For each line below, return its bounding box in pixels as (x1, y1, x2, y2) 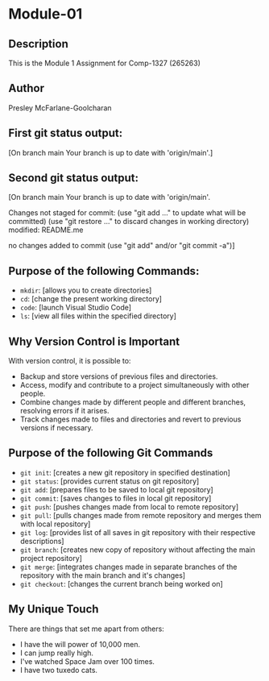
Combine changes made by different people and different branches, (19, 397, 246, 407)
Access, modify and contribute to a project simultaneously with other (19, 380, 250, 390)
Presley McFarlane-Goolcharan (8, 102, 112, 113)
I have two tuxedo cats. (19, 665, 98, 675)
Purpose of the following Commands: (8, 264, 200, 278)
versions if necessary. (19, 423, 94, 433)
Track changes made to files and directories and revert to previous (19, 414, 242, 424)
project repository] (19, 553, 83, 563)
